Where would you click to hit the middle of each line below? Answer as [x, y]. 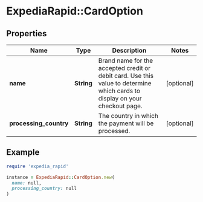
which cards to [119, 91]
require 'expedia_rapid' [37, 166]
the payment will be [126, 123]
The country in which [128, 116]
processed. [114, 131]
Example [23, 152]
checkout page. [121, 106]
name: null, [27, 183]
